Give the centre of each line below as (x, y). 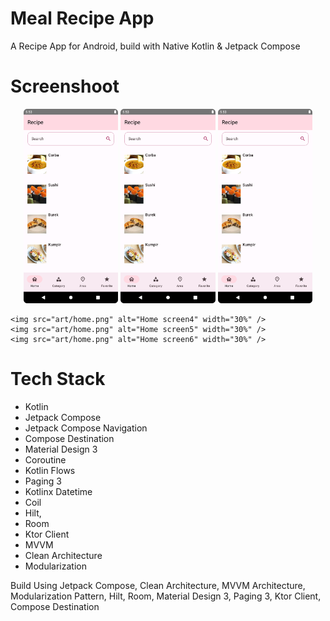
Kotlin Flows (50, 470)
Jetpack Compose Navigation (86, 428)
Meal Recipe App (82, 18)
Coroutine (45, 459)
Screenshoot (65, 86)
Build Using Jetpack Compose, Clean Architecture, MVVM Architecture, (158, 585)
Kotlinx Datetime (58, 491)
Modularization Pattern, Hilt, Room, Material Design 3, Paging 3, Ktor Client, (166, 596)
